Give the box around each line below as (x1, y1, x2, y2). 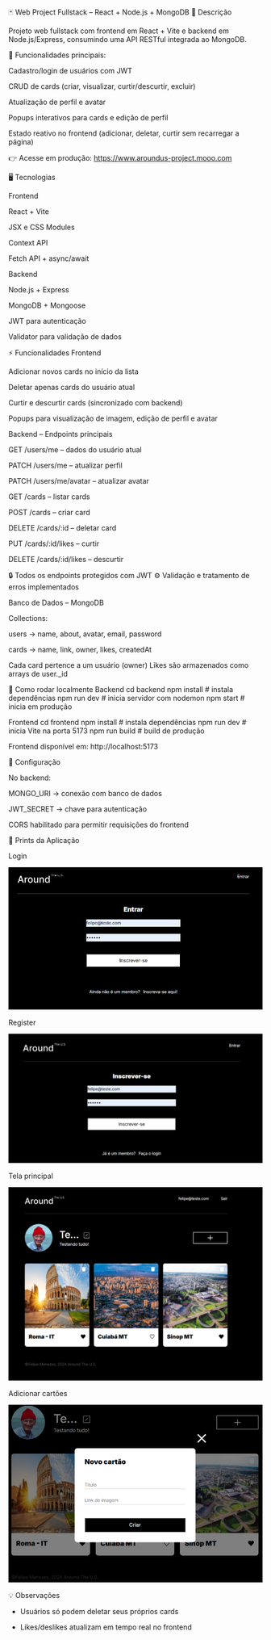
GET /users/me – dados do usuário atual (8, 445, 143, 455)
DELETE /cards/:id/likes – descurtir (8, 555, 124, 564)
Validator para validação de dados (8, 332, 123, 342)
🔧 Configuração (8, 757, 60, 766)
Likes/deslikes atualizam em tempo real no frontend (19, 1622, 192, 1632)
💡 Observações (8, 1590, 60, 1600)
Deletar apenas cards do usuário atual (8, 383, 135, 392)
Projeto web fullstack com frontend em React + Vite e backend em (8, 26, 230, 36)
